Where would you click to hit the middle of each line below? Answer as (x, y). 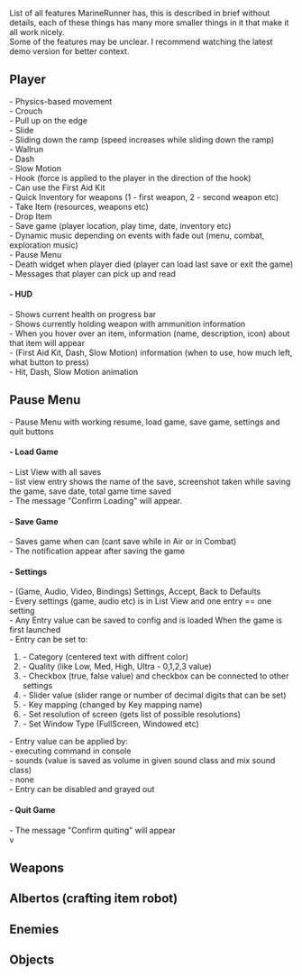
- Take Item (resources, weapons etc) (79, 206)
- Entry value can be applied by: (69, 742)
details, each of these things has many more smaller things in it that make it (149, 23)
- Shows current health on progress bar (83, 315)
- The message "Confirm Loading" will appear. (96, 501)
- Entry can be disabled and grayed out (82, 789)
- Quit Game (32, 810)
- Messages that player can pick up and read (92, 273)
